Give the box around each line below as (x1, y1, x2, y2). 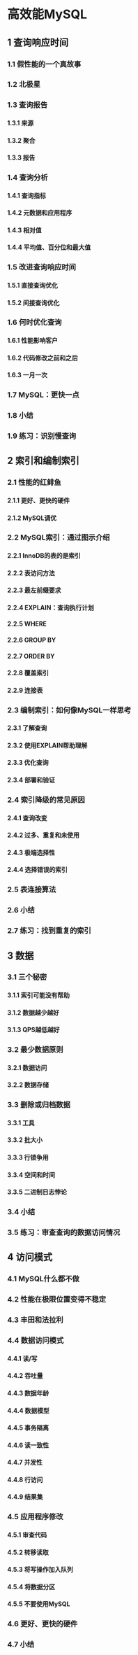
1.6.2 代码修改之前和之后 (7, 353, 78, 362)
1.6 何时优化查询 (7, 318, 62, 328)
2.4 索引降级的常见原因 (7, 795, 85, 805)
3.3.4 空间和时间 (7, 1170, 56, 1179)
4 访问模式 (7, 1251, 53, 1263)
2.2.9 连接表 (7, 686, 43, 694)
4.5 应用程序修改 (7, 1512, 64, 1522)
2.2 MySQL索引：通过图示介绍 (7, 533, 110, 542)
